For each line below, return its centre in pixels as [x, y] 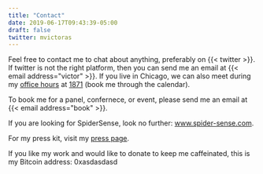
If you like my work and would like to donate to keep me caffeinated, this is [129, 154]
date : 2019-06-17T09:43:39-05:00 [63, 23]
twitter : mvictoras [40, 37]
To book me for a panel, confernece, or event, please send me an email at [128, 100]
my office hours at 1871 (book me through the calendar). [99, 85]
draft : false [30, 30]
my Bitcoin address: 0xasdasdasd [63, 162]
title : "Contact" [37, 15]
